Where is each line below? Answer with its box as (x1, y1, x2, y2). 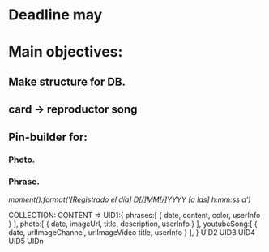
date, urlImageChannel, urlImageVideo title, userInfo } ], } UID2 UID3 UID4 (8, 227, 255, 237)
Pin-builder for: (8, 130, 88, 143)
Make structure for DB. (8, 75, 126, 88)
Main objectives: (8, 43, 123, 62)
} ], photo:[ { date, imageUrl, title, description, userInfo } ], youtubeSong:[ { (8, 219, 258, 229)
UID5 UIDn (8, 236, 45, 246)
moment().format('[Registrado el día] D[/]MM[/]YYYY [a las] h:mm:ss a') (8, 194, 251, 204)
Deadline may (8, 6, 103, 24)
